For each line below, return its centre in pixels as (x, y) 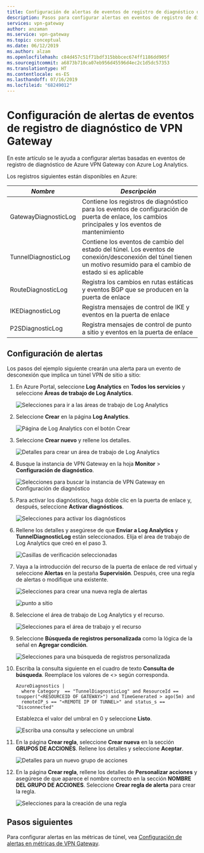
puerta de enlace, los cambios (125, 216)
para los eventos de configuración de (135, 209)
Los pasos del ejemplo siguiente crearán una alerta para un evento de (94, 368)
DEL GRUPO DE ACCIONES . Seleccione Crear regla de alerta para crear (106, 785)
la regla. (26, 791)
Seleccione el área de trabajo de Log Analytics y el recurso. (90, 615)
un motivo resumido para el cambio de (137, 264)
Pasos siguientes (40, 822)
